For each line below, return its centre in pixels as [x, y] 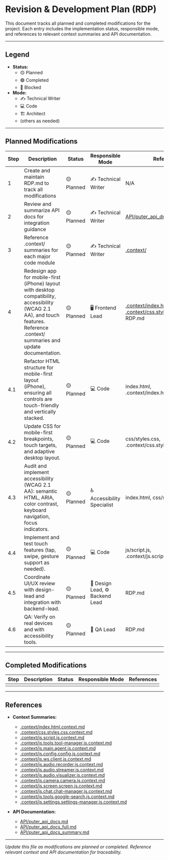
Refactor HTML [42, 361]
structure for [39, 367]
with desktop [39, 290]
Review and [38, 204]
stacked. [34, 418]
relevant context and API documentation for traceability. [64, 852]
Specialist [102, 505]
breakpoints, [39, 439]
